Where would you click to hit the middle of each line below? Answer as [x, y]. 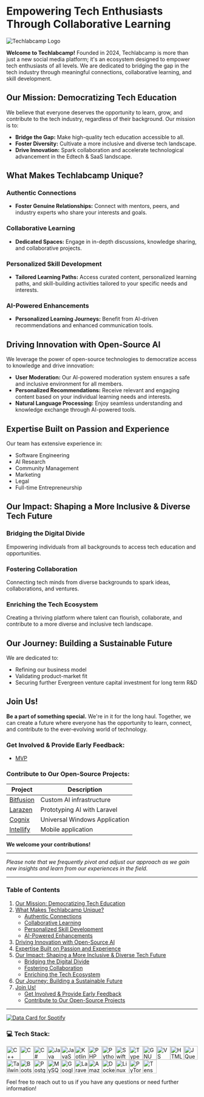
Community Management [47, 468]
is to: [12, 125]
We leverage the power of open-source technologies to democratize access [102, 359]
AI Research [30, 462]
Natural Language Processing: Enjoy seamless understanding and [99, 403]
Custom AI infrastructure [76, 800]
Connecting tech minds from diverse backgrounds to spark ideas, [88, 582]
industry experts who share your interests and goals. [81, 213]
